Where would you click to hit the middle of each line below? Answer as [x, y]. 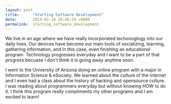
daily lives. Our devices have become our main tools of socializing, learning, [85, 44]
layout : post [19, 10]
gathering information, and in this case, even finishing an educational [78, 49]
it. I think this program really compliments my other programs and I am [79, 91]
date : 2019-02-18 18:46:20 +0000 [48, 19]
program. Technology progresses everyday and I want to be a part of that [82, 55]
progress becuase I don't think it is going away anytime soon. [70, 60]
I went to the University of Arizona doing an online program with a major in [83, 70]
